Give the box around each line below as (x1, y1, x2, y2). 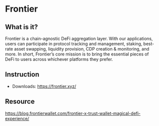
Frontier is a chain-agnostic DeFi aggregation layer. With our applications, (5, 36, 153, 41)
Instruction (5, 71, 40, 79)
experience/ (5, 115, 29, 121)
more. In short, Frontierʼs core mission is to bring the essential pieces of (5, 51, 149, 57)
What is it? (5, 23, 38, 31)
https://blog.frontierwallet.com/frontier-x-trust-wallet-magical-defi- (5, 110, 141, 116)
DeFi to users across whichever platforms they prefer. (5, 56, 113, 62)
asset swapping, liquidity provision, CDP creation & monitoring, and (14, 46, 150, 52)
